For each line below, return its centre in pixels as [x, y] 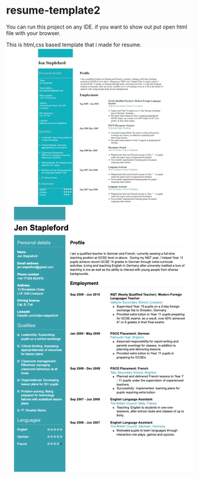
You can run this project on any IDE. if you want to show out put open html [97, 27]
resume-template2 [53, 10]
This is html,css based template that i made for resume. [74, 45]
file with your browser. [33, 33]
